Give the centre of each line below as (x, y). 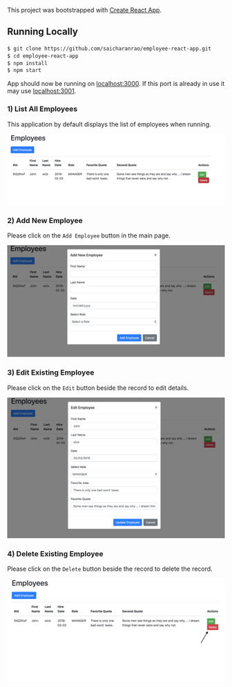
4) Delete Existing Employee (55, 553)
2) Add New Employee (45, 220)
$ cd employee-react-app (43, 56)
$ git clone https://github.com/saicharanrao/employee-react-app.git (109, 48)
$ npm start (24, 71)
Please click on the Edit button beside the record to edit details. (98, 388)
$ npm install (28, 63)
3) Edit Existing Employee (51, 373)
